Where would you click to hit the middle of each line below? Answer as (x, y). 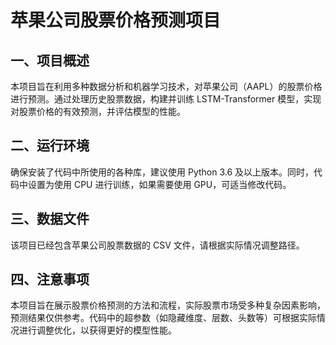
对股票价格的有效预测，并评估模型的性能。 (98, 111)
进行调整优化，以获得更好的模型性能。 (97, 330)
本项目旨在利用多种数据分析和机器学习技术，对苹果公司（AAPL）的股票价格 (166, 86)
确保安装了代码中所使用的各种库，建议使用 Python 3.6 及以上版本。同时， (162, 172)
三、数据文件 (50, 219)
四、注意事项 (50, 279)
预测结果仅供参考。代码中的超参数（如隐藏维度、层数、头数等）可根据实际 (163, 318)
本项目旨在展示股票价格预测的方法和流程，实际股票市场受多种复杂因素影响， (168, 305)
